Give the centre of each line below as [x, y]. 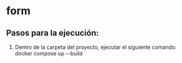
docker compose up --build [49, 53]
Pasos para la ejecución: [53, 33]
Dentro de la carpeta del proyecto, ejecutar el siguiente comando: [96, 47]
